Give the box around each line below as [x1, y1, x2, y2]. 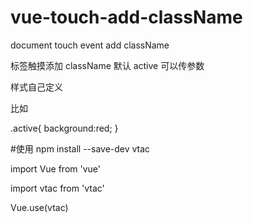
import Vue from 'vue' [10, 162, 101, 175]
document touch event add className [10, 39, 170, 51]
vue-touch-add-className [10, 6, 243, 29]
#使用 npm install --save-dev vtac [10, 142, 151, 155]
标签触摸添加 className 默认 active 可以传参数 [10, 59, 205, 71]
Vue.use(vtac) [10, 201, 69, 213]
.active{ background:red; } [10, 122, 119, 134]
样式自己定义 [10, 81, 63, 93]
